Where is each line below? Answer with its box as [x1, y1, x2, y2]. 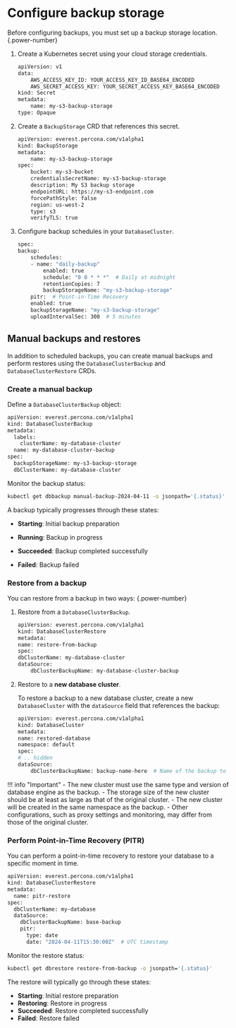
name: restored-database [17, 735, 91, 742]
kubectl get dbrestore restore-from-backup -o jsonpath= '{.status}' [7, 964, 213, 972]
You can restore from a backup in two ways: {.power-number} [7, 593, 187, 602]
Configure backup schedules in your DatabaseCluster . [17, 228, 175, 236]
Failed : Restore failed [17, 1014, 80, 1022]
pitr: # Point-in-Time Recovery [30, 293, 129, 301]
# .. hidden [17, 755, 53, 762]
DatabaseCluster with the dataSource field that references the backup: [17, 701, 221, 709]
